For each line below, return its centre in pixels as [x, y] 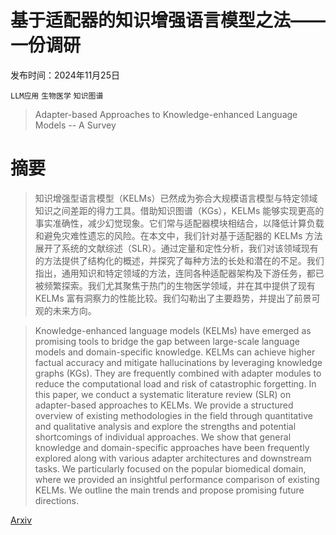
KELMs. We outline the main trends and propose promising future [169, 490]
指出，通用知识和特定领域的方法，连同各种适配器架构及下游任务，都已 [179, 273]
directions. [57, 500]
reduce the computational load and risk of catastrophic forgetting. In [175, 383]
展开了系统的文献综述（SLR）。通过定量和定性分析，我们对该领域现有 [176, 248]
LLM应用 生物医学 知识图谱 [57, 96]
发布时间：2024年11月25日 [65, 75]
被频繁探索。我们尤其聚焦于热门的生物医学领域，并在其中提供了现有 [175, 285]
